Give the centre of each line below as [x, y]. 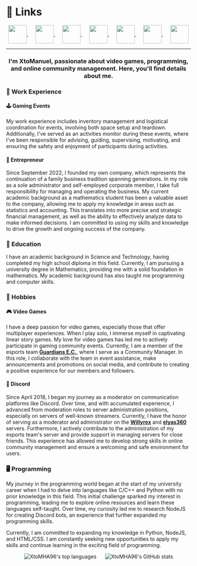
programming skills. [30, 521]
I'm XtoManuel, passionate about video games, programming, [98, 61]
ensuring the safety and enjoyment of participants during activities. [87, 146]
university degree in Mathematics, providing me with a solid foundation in [95, 269]
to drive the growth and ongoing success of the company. [76, 229]
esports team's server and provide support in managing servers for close [94, 434]
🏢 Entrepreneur [25, 160]
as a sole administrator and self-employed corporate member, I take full [92, 185]
